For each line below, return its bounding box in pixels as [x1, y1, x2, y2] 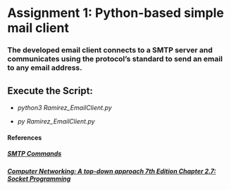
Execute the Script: [7, 85, 94, 97]
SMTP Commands [7, 150, 62, 158]
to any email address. [7, 63, 82, 73]
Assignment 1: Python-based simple [7, 5, 224, 21]
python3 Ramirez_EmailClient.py [17, 103, 113, 112]
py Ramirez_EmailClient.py [17, 117, 95, 125]
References [7, 133, 42, 142]
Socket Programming [7, 174, 71, 183]
